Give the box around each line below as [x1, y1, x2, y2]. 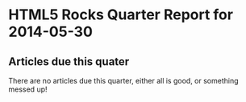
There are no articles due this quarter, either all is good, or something [8, 76, 240, 85]
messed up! [8, 84, 48, 94]
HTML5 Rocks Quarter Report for [8, 6, 234, 24]
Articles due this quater [8, 55, 130, 68]
